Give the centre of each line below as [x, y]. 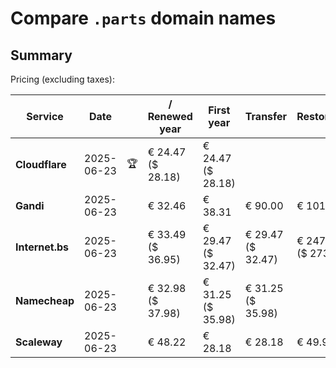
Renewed [170, 116]
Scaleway [39, 342]
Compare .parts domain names [143, 18]
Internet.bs [42, 247]
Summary [41, 55]
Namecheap [45, 300]
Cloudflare [41, 164]
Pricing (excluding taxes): [63, 79]
